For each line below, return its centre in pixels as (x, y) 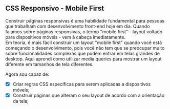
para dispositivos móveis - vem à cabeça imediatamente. (66, 37)
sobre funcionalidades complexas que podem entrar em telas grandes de (83, 53)
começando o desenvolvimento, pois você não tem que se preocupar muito (85, 48)
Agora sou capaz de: (27, 74)
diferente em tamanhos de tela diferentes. (49, 64)
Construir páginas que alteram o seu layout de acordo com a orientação (89, 95)
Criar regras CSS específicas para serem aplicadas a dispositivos (82, 84)
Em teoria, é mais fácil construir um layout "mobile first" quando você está (84, 42)
